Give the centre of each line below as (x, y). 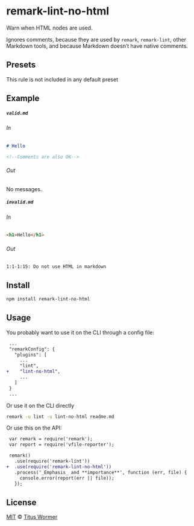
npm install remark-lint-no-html (48, 299)
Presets (21, 65)
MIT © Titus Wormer (32, 517)
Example (23, 99)
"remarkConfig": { (32, 349)
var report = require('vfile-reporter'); (61, 445)
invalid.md (20, 202)
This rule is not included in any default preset (62, 79)
